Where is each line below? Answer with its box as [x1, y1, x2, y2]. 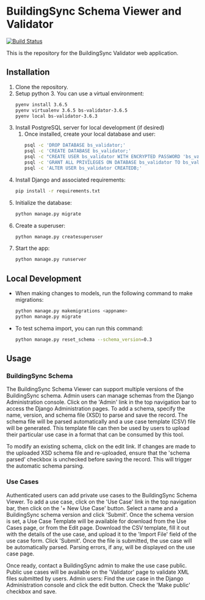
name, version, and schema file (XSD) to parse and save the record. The [6, 411, 188, 419]
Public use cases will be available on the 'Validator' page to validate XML [6, 568, 190, 576]
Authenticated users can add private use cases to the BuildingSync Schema [6, 491, 197, 499]
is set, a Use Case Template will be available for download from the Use [6, 518, 187, 525]
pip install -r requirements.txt [15, 188, 101, 194]
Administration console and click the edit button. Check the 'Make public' [6, 581, 190, 588]
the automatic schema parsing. [6, 463, 84, 470]
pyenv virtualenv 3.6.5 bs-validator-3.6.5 [15, 107, 128, 114]
